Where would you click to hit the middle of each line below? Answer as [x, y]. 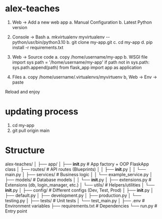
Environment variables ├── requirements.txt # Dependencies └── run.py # [81, 206]
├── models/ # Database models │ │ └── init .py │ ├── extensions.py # [78, 180]
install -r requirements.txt [38, 47]
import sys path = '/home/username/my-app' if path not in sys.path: [81, 62]
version [20, 27]
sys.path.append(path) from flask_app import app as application [77, 67]
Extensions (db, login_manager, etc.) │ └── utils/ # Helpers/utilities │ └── [80, 185]
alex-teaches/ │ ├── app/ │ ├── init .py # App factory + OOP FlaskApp [77, 164]
